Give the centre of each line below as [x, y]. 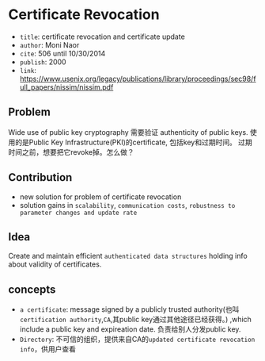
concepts [32, 289]
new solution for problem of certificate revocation [100, 197]
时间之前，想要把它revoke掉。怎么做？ [71, 152]
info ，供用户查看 [48, 349]
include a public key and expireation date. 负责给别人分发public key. [130, 329]
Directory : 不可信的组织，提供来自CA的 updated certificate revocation [137, 340]
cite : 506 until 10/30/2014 [62, 53]
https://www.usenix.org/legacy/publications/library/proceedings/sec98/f [138, 79]
